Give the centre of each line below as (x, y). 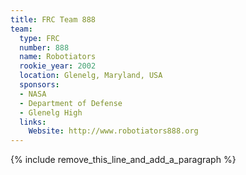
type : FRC (39, 38)
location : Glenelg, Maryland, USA (91, 76)
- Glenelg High (51, 112)
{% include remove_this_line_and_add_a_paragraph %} (123, 160)
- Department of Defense (71, 103)
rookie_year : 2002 (58, 66)
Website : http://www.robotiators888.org (113, 131)
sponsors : (39, 85)
